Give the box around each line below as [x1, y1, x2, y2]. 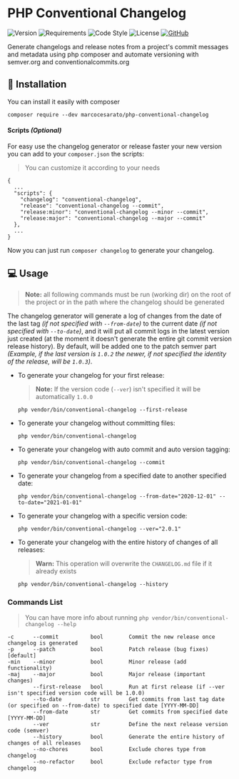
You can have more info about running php [24, 613, 149, 622]
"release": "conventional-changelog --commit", [20, 202, 164, 209]
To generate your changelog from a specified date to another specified [17, 471, 227, 480]
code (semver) [7, 727, 50, 735]
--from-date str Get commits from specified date [33, 708, 228, 715]
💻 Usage [7, 268, 49, 280]
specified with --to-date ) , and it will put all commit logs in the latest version [7, 326, 230, 335]
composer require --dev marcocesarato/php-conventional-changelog [7, 111, 209, 119]
